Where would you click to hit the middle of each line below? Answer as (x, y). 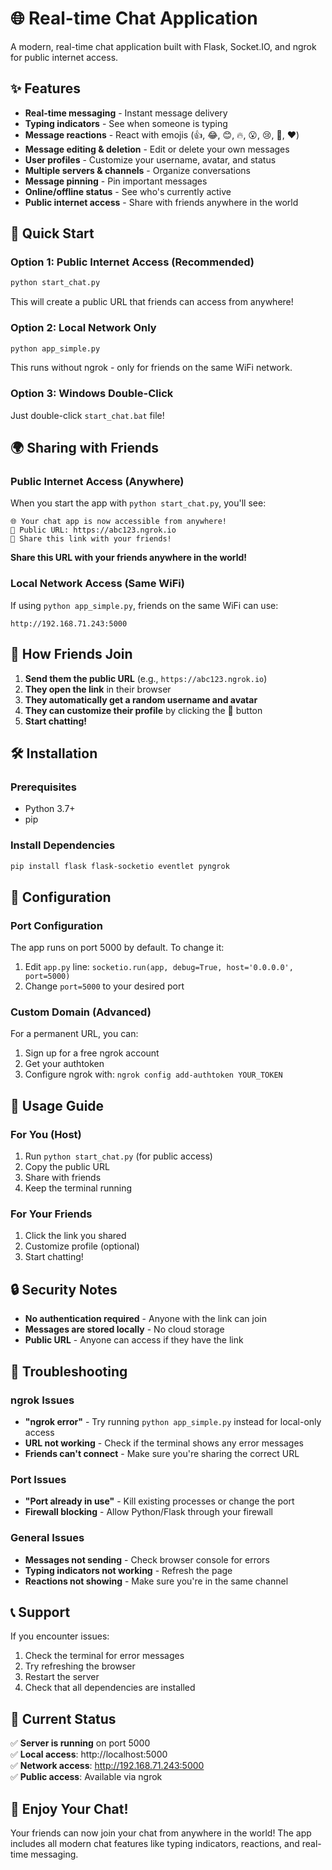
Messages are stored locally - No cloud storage (124, 1329)
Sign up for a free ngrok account (92, 1053)
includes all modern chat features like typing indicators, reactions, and (155, 1843)
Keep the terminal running (78, 1188)
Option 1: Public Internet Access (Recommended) (132, 262)
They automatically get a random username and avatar (141, 699)
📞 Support (40, 1612)
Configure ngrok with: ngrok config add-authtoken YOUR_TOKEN (153, 1074)
